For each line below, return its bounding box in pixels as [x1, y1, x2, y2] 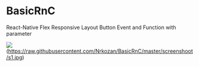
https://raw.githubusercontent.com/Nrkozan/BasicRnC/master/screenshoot [8, 47, 193, 55]
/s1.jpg [6, 53, 23, 60]
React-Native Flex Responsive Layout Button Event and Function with [6, 24, 176, 31]
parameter [6, 30, 32, 37]
